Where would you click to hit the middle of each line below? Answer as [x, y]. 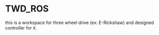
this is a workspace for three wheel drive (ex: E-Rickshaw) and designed [80, 22]
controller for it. [21, 27]
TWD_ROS [27, 9]
